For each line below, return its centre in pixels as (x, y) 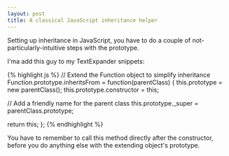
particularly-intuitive (36, 48)
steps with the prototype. (103, 48)
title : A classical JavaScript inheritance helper (83, 20)
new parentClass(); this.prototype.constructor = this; (83, 90)
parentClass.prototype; (41, 111)
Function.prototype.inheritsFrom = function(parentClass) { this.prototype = (115, 82)
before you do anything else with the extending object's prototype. (104, 145)
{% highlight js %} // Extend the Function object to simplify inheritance (109, 75)
